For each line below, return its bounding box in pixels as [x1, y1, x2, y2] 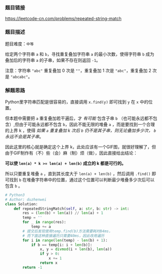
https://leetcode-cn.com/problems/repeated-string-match [5, 16, 122, 21]
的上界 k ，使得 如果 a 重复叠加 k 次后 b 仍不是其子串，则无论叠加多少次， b [5, 128, 157, 133]
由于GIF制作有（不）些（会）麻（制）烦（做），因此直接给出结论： [5, 150, 138, 156]
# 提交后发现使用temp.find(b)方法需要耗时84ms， [22, 229, 113, 234]
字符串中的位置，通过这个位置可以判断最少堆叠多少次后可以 [35, 177, 155, 183]
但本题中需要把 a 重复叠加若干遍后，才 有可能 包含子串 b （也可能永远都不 [5, 115, 153, 121]
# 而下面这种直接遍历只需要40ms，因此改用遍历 [22, 233, 105, 238]
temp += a [31, 224, 51, 229]
